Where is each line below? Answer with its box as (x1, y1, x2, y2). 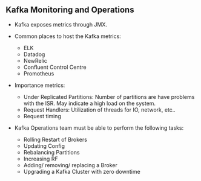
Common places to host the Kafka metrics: (14, 33, 122, 40)
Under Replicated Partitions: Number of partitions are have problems (23, 93, 195, 100)
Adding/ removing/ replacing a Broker (23, 161, 117, 168)
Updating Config (23, 142, 65, 150)
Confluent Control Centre (23, 63, 87, 71)
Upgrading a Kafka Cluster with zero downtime (23, 168, 140, 175)
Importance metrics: (14, 81, 65, 89)
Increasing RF (23, 155, 58, 162)
